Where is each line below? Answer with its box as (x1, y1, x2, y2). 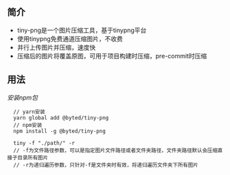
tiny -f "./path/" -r (13, 139, 76, 146)
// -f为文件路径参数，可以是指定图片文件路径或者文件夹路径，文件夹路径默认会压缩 (13, 147, 218, 154)
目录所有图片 (16, 154, 49, 161)
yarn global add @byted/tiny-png (13, 114, 109, 121)
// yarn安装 (13, 108, 46, 115)
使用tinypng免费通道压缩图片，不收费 (16, 34, 124, 43)
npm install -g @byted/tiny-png (13, 128, 106, 135)
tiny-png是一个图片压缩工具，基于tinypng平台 (16, 26, 147, 34)
